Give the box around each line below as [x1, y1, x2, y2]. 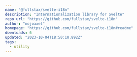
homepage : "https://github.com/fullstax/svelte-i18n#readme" [5, 26, 134, 31]
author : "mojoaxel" [5, 21, 45, 26]
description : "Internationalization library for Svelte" [5, 12, 125, 17]
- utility [9, 44, 30, 49]
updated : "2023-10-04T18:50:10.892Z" [5, 35, 83, 40]
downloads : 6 [5, 30, 32, 35]
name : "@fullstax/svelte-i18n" [5, 7, 69, 12]
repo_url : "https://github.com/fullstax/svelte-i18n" [5, 16, 118, 21]
